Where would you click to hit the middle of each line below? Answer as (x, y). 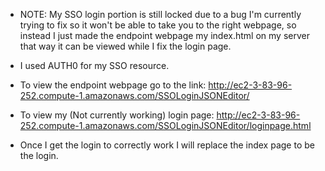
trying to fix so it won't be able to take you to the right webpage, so (158, 25)
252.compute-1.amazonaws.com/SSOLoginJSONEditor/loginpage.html (165, 125)
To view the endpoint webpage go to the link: (113, 85)
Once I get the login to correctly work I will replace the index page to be (167, 145)
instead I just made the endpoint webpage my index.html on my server (164, 35)
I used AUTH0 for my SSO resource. (94, 65)
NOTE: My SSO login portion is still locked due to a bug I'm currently (160, 14)
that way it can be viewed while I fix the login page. (125, 46)
